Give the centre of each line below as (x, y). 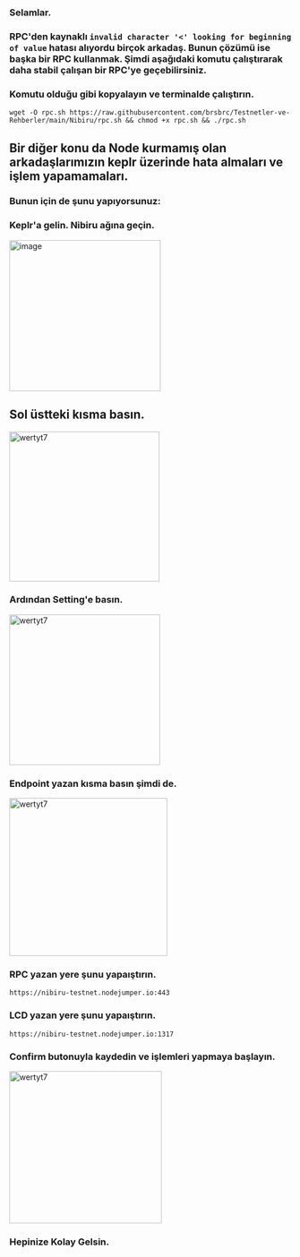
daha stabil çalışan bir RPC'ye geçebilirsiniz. (108, 70)
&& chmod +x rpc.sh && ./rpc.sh (185, 121)
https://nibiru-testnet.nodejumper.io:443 (90, 993)
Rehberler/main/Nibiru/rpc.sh (66, 121)
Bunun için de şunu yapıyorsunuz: (85, 201)
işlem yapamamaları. (69, 176)
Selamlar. (30, 13)
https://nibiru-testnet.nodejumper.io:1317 (92, 1034)
